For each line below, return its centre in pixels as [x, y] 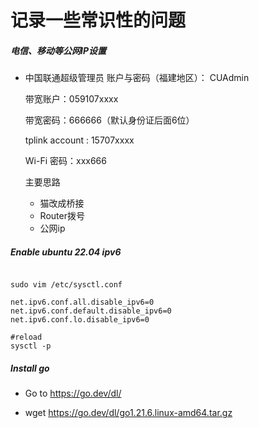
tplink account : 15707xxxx [79, 140]
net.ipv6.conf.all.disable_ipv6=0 [82, 302]
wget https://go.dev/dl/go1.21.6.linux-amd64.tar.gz [128, 413]
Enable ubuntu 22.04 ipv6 [66, 252]
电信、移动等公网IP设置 [58, 50]
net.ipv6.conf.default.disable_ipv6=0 [91, 311]
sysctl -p [31, 346]
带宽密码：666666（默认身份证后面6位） [109, 120]
